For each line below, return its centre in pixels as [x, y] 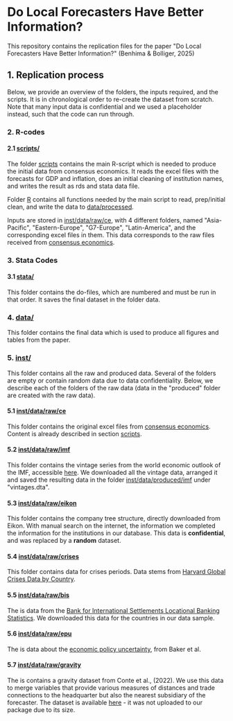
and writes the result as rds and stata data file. [74, 186]
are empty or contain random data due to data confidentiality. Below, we [110, 380]
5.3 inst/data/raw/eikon [42, 503]
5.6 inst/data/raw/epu [40, 634]
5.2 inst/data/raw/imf [39, 450]
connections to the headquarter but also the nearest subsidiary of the [106, 695]
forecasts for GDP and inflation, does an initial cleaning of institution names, [115, 178]
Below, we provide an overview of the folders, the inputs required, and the [113, 92]
